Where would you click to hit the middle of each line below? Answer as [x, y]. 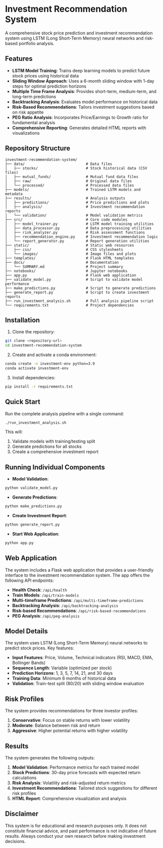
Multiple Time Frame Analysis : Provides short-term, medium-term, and [84, 91]
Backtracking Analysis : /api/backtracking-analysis [65, 605]
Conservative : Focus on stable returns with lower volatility [71, 720]
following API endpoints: [30, 580]
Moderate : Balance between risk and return [56, 726]
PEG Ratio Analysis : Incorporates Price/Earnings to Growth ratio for [80, 117]
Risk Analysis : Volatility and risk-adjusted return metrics [69, 783]
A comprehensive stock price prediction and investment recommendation [79, 33]
